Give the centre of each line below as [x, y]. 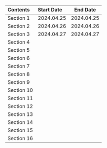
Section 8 [19, 74]
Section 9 [19, 82]
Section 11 [20, 98]
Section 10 [20, 90]
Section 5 [19, 50]
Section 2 [19, 26]
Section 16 [20, 138]
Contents [19, 10]
